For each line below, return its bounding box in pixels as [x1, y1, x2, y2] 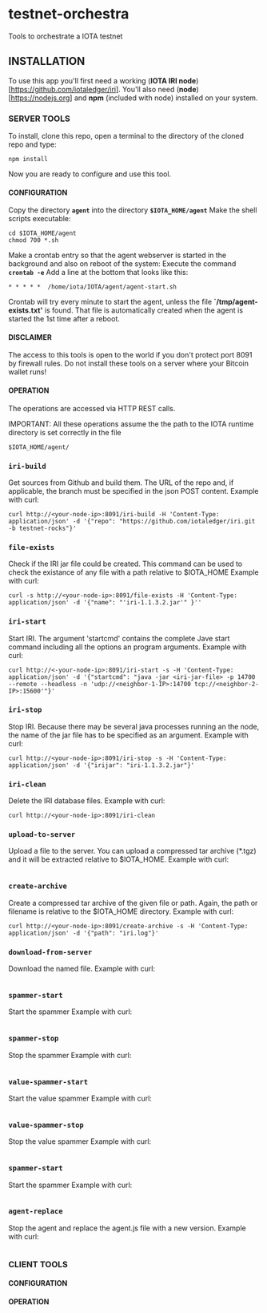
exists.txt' [8, 305, 43, 315]
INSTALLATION [8, 55, 86, 68]
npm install [8, 156, 48, 164]
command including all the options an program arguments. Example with [8, 642, 247, 652]
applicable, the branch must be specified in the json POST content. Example [8, 486, 259, 495]
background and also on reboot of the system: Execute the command [8, 259, 237, 269]
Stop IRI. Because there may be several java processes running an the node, [8, 721, 260, 731]
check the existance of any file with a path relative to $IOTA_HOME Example [8, 568, 259, 577]
